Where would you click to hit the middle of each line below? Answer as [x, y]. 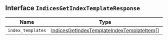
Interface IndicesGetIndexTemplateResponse [72, 8]
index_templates [27, 30]
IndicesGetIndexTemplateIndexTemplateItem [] [105, 30]
